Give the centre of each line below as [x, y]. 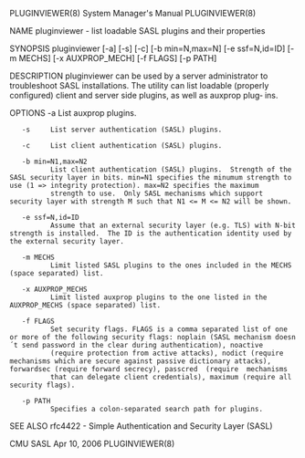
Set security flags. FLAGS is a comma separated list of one [168, 329]
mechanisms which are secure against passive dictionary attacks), [141, 361]
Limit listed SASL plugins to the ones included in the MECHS [171, 265]
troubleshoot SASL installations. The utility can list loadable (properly [139, 85]
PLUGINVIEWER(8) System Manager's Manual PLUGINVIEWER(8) [133, 13]
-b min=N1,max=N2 [55, 161]
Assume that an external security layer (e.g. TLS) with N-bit [173, 225]
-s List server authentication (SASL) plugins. [122, 130]
